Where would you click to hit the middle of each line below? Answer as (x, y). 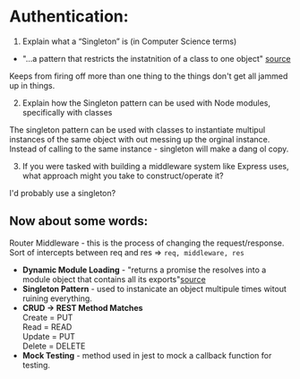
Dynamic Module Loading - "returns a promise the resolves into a (144, 270)
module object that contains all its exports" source (114, 279)
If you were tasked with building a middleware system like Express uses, (155, 166)
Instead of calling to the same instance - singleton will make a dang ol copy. (149, 149)
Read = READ (47, 327)
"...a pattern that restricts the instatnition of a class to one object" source (156, 58)
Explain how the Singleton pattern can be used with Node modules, (146, 103)
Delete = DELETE (54, 346)
